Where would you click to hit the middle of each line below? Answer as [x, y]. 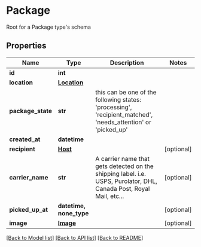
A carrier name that [122, 158]
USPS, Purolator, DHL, [126, 181]
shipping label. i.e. [121, 173]
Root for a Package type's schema [49, 27]
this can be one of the [126, 92]
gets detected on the [124, 166]
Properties [26, 46]
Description [127, 62]
